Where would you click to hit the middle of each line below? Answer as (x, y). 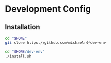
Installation (22, 27)
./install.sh (18, 56)
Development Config (48, 9)
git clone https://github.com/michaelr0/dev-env (55, 42)
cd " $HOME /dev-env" (25, 52)
